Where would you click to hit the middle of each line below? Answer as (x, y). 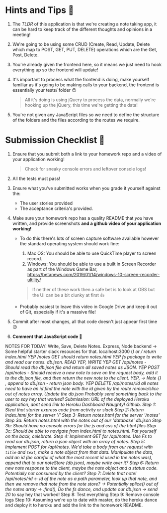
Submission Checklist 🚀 (55, 140)
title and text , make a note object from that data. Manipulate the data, (79, 452)
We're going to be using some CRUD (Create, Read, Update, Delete (81, 44)
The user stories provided (46, 203)
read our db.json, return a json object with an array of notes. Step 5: (75, 441)
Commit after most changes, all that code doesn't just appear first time (85, 322)
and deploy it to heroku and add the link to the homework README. (74, 505)
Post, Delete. (25, 55)
